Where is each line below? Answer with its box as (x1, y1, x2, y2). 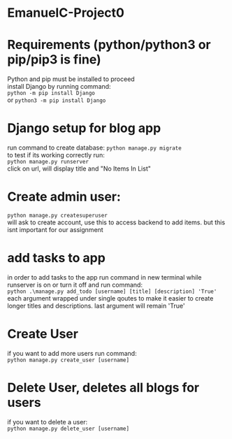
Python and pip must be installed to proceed (7, 75, 135, 83)
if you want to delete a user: (7, 417, 88, 426)
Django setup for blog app (7, 120, 161, 136)
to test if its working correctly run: (7, 151, 105, 159)
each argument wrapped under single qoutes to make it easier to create (7, 294, 214, 302)
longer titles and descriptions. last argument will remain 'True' (7, 301, 185, 310)
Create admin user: (7, 189, 121, 205)
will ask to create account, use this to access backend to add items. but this (7, 218, 226, 226)
